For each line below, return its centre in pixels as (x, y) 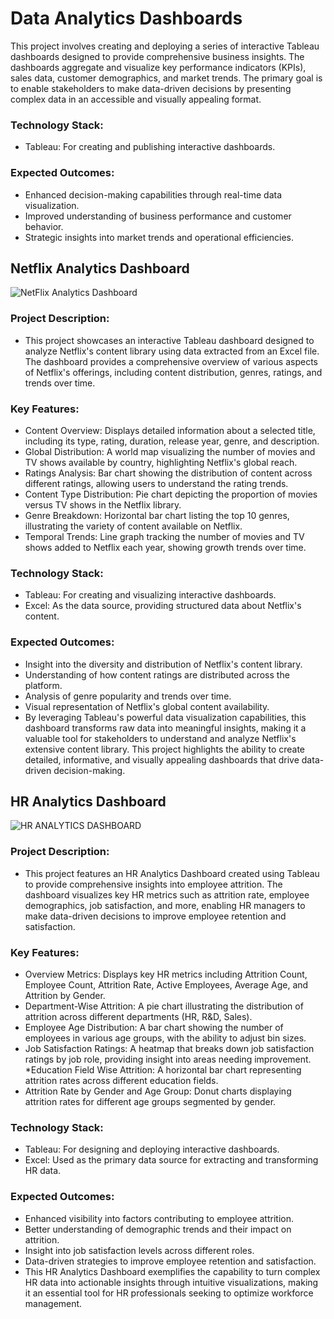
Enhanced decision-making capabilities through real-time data (153, 194)
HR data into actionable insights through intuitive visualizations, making (171, 1282)
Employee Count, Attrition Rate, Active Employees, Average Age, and (166, 984)
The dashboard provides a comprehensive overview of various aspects (171, 361)
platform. (43, 685)
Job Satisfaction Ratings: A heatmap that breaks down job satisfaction (169, 1048)
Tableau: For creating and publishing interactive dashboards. (150, 147)
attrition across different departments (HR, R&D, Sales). (138, 1016)
